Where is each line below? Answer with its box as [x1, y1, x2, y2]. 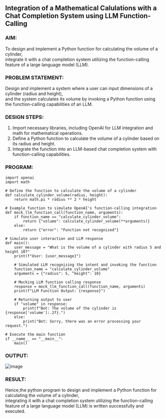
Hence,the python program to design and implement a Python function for [5, 387, 157, 393]
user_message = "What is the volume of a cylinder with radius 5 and [14, 245, 162, 250]
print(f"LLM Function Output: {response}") [14, 288, 106, 293]
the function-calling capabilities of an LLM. [5, 101, 93, 107]
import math [5, 179, 30, 185]
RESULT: [5, 376, 26, 383]
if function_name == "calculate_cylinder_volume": [14, 214, 121, 219]
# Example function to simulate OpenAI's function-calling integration [5, 206, 157, 210]
